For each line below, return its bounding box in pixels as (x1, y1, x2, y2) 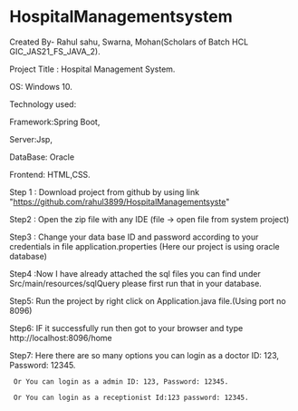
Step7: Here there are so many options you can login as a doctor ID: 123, (9, 349, 279, 360)
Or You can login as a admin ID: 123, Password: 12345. (13, 377, 229, 387)
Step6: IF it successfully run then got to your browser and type (9, 322, 244, 333)
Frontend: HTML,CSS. (9, 169, 91, 180)
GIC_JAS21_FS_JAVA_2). (9, 45, 101, 56)
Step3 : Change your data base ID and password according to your (9, 231, 259, 242)
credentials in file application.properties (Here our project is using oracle (9, 240, 280, 251)
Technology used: (9, 98, 77, 110)
